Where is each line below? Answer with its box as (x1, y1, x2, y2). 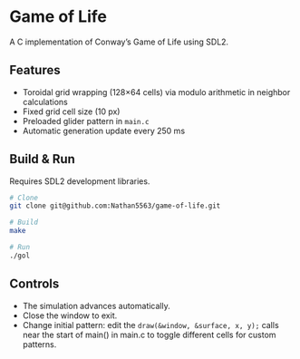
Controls (9, 277, 60, 292)
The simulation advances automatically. (22, 300, 170, 311)
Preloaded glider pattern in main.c (22, 115, 150, 126)
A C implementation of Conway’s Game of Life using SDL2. (9, 36, 229, 47)
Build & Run (9, 151, 75, 167)
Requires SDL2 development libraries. (9, 175, 150, 187)
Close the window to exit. (22, 310, 118, 321)
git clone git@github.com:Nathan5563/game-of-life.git (9, 201, 221, 210)
